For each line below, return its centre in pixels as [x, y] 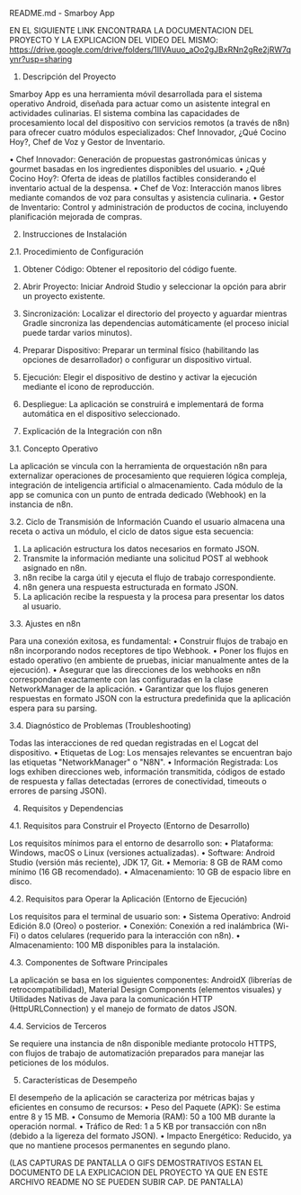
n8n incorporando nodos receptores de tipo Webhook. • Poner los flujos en [149, 651]
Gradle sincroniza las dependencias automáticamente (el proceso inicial [155, 323]
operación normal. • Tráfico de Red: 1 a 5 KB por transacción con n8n [138, 1126]
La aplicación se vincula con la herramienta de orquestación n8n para [138, 466]
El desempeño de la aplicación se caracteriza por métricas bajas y [132, 1097]
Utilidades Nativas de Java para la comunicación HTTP [111, 999]
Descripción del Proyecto [69, 77]
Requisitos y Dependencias [73, 808]
